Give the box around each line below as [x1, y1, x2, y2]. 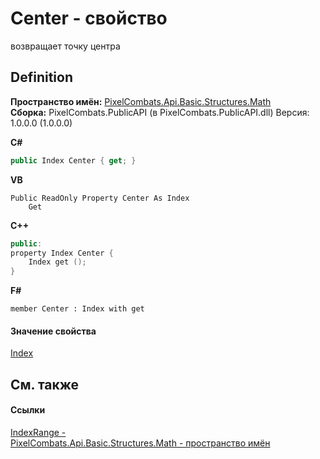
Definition [10, 69, 73, 86]
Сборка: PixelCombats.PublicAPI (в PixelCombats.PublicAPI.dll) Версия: [10, 106, 310, 118]
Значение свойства [10, 325, 97, 337]
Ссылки [10, 404, 46, 416]
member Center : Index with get [10, 304, 145, 314]
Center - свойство [10, 7, 168, 30]
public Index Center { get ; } [10, 155, 137, 166]
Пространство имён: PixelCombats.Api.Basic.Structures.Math [10, 95, 272, 107]
